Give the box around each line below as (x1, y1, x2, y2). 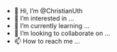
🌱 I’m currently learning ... (13, 22, 90, 30)
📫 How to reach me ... (13, 37, 80, 45)
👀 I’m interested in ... (13, 14, 74, 22)
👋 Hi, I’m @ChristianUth (13, 7, 83, 15)
